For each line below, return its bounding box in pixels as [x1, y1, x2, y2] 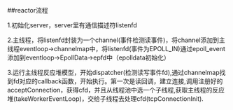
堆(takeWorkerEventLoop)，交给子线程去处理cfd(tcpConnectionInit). [7, 95, 204, 103]
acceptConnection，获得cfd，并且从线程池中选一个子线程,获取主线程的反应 [7, 86, 225, 94]
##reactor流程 [7, 6, 49, 14]
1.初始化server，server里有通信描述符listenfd [7, 21, 138, 29]
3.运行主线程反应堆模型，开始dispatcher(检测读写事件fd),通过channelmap [7, 69, 220, 76]
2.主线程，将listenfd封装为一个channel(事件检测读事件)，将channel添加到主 [7, 36, 225, 44]
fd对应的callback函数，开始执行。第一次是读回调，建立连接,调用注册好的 [13, 77, 223, 85]
